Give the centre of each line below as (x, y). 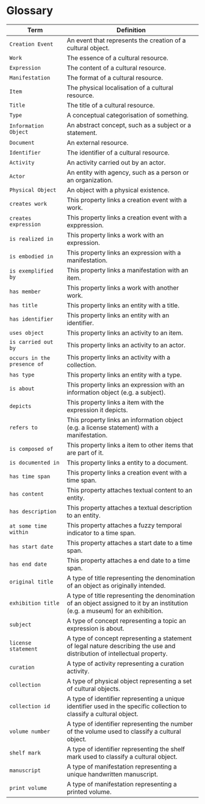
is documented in (34, 462)
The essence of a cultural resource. (118, 57)
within (19, 532)
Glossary (30, 11)
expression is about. (96, 628)
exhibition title (34, 603)
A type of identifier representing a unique (126, 698)
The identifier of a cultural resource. (118, 152)
